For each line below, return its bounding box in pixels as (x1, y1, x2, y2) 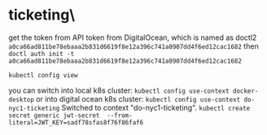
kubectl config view (8, 71, 79, 79)
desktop (8, 95, 35, 103)
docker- (232, 87, 259, 95)
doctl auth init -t (8, 50, 75, 58)
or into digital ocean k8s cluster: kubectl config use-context (36, 94, 241, 103)
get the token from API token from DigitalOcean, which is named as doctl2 (8, 33, 257, 42)
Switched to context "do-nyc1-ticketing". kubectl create (61, 102, 251, 112)
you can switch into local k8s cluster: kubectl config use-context (8, 85, 230, 95)
